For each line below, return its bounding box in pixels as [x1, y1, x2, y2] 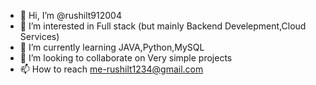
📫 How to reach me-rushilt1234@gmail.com [19, 63, 204, 75]
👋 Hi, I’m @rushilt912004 [19, 10, 122, 21]
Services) [19, 31, 60, 42]
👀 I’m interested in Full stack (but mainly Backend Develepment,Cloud [19, 20, 307, 32]
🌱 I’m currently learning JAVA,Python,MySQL [19, 41, 205, 53]
